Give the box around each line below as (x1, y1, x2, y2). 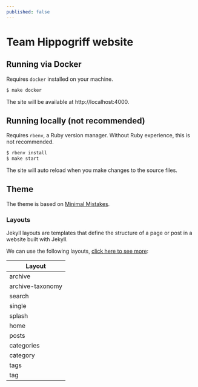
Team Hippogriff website (6, 35, 134, 49)
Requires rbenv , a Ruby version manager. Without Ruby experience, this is (6, 132, 191, 139)
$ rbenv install (6, 150, 47, 156)
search (9, 292, 29, 301)
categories (9, 341, 40, 350)
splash (9, 312, 28, 320)
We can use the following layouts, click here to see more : (6, 247, 149, 255)
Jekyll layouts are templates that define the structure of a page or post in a (6, 229, 193, 237)
